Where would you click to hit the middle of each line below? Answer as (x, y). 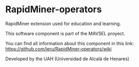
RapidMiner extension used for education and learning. (63, 24)
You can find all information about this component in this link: (70, 43)
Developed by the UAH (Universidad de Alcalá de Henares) (67, 59)
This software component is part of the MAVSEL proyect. (65, 33)
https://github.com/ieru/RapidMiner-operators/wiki (59, 49)
